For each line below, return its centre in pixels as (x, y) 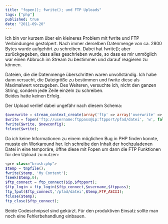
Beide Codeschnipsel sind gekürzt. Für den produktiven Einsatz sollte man (82, 210)
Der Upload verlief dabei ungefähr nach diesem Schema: (64, 105)
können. (13, 65)
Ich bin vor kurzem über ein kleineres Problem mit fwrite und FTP (72, 38)
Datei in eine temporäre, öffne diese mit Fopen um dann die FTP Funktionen (83, 149)
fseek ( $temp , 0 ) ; (22, 178)
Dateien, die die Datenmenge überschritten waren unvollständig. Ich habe (81, 75)
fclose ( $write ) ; (22, 129)
